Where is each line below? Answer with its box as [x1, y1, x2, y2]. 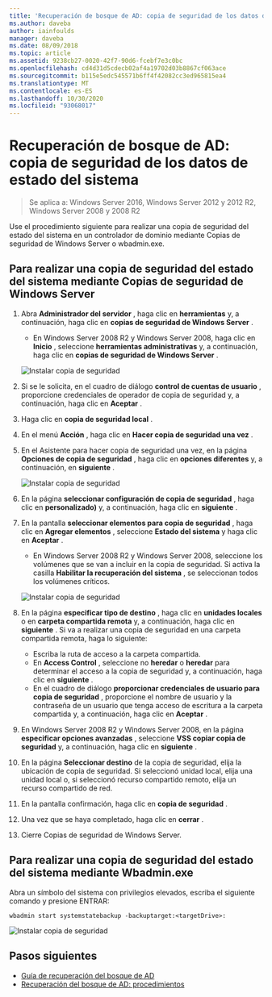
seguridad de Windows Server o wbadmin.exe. [9, 239, 165, 248]
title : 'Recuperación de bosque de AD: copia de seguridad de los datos [9, 11, 259, 20]
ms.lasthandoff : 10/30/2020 [9, 94, 104, 102]
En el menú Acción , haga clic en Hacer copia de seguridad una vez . [20, 429, 253, 440]
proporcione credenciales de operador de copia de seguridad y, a [20, 390, 241, 399]
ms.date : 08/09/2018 [9, 42, 79, 50]
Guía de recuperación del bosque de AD [20, 970, 155, 980]
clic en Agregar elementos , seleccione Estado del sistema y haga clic [20, 526, 257, 536]
